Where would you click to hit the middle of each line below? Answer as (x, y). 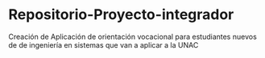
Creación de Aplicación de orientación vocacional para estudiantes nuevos (133, 37)
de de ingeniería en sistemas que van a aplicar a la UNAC (104, 44)
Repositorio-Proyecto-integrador (121, 15)
